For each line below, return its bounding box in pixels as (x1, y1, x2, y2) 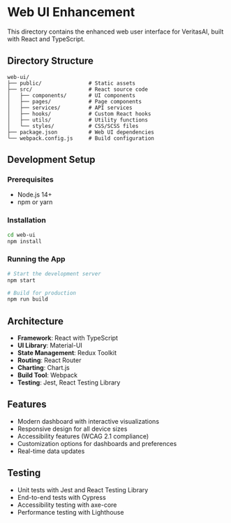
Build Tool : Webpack (17, 371, 78, 380)
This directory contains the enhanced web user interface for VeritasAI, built (7, 27, 224, 36)
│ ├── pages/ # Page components (7, 98, 142, 105)
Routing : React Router (17, 356, 82, 364)
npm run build (7, 296, 49, 303)
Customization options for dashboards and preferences (17, 439, 177, 447)
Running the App (7, 255, 66, 264)
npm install (7, 238, 42, 245)
